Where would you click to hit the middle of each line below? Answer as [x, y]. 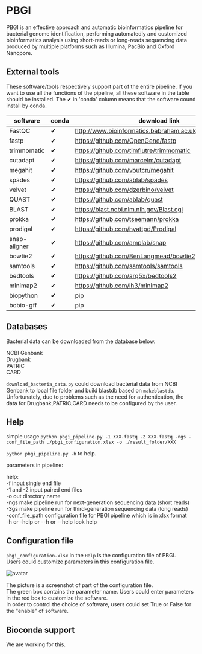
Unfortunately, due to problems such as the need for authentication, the [95, 397]
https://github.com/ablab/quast [119, 199]
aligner [19, 246]
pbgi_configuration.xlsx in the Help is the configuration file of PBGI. [91, 556]
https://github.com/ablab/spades [121, 180]
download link [159, 120]
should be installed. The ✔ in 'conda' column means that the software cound [101, 99]
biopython [23, 295]
